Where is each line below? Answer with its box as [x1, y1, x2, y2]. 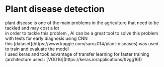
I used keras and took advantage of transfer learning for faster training [5, 51, 150, 57]
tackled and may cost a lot [5, 25, 60, 31]
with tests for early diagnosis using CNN [5, 35, 88, 41]
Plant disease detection [5, 3, 105, 15]
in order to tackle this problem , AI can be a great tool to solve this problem [5, 30, 158, 36]
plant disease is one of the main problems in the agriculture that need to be [5, 20, 159, 26]
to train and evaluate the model [5, 46, 69, 52]
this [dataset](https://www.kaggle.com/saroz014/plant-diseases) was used [5, 40, 159, 46]
